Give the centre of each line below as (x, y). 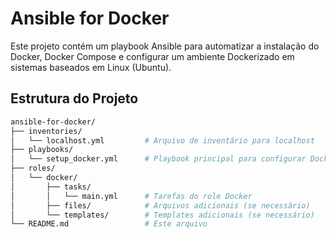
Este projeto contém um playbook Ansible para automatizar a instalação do (165, 46)
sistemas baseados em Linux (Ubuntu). (91, 67)
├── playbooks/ (42, 150)
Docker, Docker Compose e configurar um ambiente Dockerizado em (152, 56)
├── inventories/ (46, 131)
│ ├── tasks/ (51, 187)
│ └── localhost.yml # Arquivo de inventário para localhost (162, 140)
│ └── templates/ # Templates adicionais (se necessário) (162, 215)
